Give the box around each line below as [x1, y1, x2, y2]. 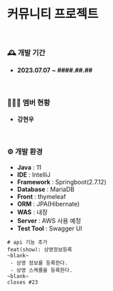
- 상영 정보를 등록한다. [10, 259, 68, 266]
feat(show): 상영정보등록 [7, 246, 73, 253]
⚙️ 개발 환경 [7, 147, 43, 157]
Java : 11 [16, 163, 42, 171]
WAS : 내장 [16, 208, 48, 216]
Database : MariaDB [16, 185, 75, 193]
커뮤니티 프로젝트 [7, 6, 99, 22]
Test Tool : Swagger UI [16, 224, 82, 233]
